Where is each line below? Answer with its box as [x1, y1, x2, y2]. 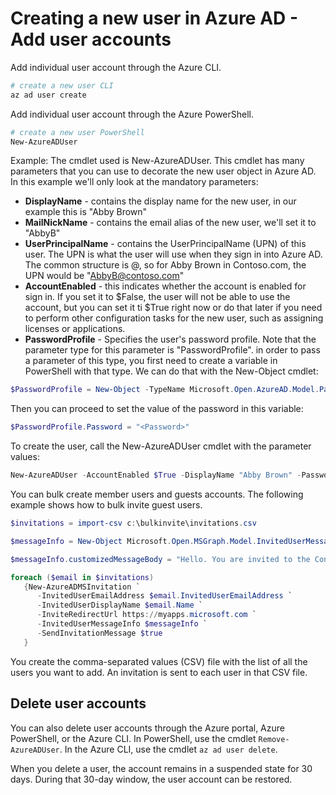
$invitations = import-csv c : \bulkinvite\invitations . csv [10, 518, 257, 529]
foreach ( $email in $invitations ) [10, 572, 155, 582]
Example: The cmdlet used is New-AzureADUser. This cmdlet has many [10, 155, 305, 167]
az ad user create [10, 90, 87, 100]
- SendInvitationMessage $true [36, 628, 163, 638]
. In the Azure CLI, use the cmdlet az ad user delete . [59, 743, 278, 755]
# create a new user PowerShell [10, 127, 145, 137]
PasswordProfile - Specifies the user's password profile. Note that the [24, 333, 317, 346]
